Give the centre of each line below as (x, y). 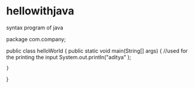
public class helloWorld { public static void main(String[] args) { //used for (97, 51)
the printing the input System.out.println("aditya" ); (69, 57)
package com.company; (36, 39)
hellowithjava (40, 11)
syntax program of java (35, 28)
